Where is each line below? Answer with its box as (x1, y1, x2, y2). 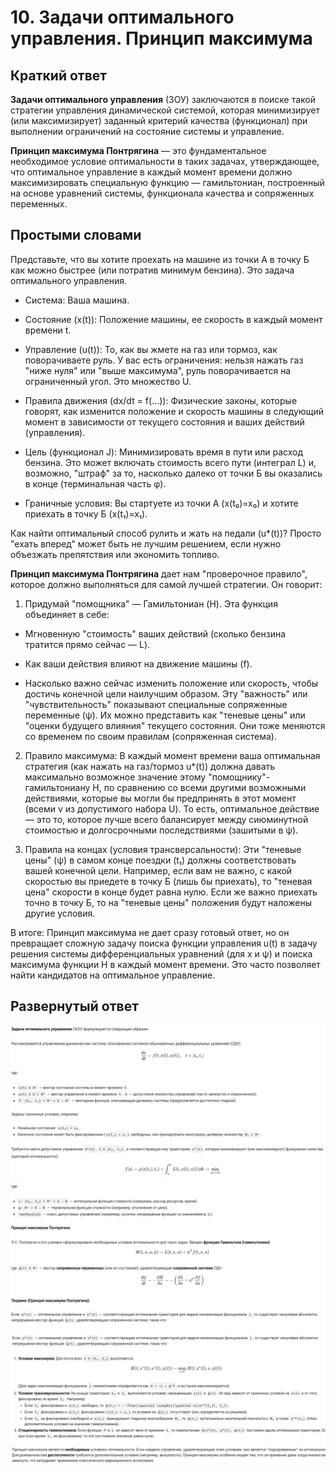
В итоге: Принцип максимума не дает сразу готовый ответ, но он (10, 926, 290, 938)
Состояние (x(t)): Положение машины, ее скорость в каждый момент (24, 313, 323, 325)
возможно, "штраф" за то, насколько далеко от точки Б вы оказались (24, 467, 323, 479)
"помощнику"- (208, 771, 271, 783)
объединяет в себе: (24, 608, 110, 620)
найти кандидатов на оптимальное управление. (10, 969, 216, 981)
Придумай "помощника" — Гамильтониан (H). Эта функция (24, 597, 278, 610)
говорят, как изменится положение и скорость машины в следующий (24, 405, 325, 417)
